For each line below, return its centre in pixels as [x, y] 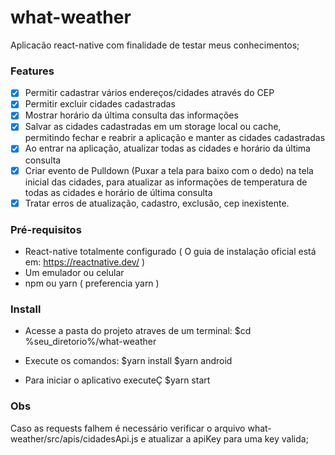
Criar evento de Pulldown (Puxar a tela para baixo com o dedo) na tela [169, 170]
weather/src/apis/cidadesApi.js [74, 438]
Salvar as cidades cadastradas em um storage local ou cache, [153, 127]
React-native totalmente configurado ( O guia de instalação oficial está [170, 251]
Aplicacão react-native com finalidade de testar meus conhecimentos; [155, 45]
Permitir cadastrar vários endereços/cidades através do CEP [149, 93]
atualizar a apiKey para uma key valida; [228, 438]
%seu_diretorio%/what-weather [90, 342]
